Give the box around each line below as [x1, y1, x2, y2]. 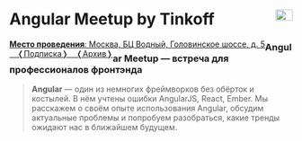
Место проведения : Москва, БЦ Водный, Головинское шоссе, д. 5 [9, 39, 266, 49]
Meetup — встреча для [124, 52, 229, 65]
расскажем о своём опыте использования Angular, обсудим [31, 103, 264, 114]
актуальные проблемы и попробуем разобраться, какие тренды [31, 112, 280, 123]
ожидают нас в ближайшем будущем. [31, 122, 178, 133]
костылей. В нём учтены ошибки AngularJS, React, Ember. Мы [31, 93, 269, 104]
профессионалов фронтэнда [9, 64, 143, 76]
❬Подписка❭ [17, 48, 69, 58]
